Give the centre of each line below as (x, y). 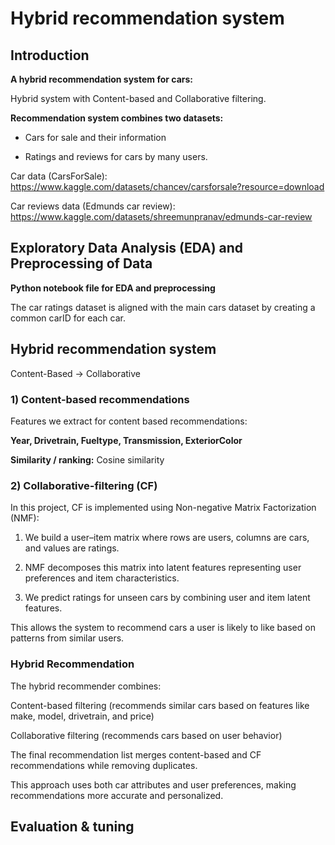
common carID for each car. (68, 318)
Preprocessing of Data (81, 263)
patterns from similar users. (67, 638)
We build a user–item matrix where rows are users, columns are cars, (167, 538)
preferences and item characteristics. (102, 578)
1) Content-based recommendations (100, 399)
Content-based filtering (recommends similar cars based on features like (160, 705)
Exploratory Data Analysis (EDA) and (127, 248)
